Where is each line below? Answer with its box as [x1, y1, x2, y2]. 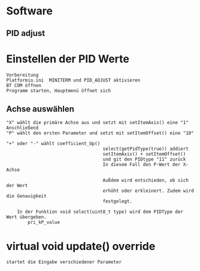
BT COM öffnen [6, 82, 42, 88]
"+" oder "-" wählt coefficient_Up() [6, 141, 101, 147]
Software [6, 4, 53, 18]
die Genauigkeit [6, 193, 47, 199]
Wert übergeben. [6, 214, 47, 220]
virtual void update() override [6, 239, 156, 253]
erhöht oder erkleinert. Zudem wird [102, 188, 195, 194]
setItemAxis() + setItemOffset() [102, 151, 186, 157]
